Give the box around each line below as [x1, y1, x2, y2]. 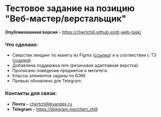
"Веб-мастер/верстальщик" [5, 13, 127, 24]
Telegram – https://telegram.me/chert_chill [12, 106, 98, 112]
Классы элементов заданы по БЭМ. [12, 73, 86, 79]
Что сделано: [5, 41, 38, 48]
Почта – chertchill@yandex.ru [12, 101, 72, 107]
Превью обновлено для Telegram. [12, 78, 82, 84]
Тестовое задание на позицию [5, 3, 135, 14]
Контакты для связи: [5, 90, 57, 97]
